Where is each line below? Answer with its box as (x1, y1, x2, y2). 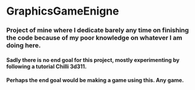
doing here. (6, 41, 41, 50)
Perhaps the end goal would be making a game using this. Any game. (6, 77, 184, 84)
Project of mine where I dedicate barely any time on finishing (6, 26, 190, 35)
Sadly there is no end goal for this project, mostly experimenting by (6, 56, 180, 63)
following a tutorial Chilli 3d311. (6, 63, 87, 70)
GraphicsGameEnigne (6, 4, 120, 18)
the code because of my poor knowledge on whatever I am (6, 33, 182, 42)
